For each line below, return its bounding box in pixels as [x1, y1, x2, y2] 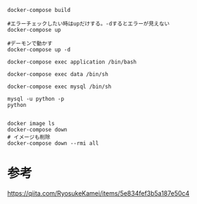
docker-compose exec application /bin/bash [7, 58, 137, 65]
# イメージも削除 [7, 134, 51, 141]
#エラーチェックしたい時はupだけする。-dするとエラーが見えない [7, 20, 170, 27]
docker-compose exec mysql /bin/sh [7, 83, 112, 90]
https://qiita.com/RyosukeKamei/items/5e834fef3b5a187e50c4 [7, 189, 190, 197]
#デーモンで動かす [7, 40, 53, 47]
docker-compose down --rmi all [7, 140, 99, 147]
